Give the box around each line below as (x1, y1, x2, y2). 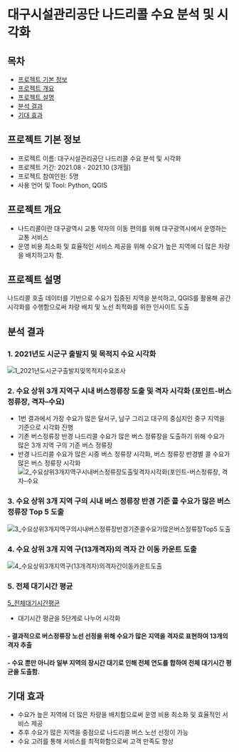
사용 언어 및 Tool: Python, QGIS (17, 181, 108, 189)
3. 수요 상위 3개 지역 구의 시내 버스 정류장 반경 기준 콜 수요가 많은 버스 (7, 497, 231, 507)
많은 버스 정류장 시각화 (17, 459, 81, 467)
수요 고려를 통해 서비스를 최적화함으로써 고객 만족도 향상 (17, 737, 174, 746)
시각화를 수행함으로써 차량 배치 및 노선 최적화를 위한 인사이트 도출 (7, 303, 190, 311)
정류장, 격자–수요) (7, 397, 65, 407)
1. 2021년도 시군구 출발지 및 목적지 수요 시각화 (7, 349, 156, 359)
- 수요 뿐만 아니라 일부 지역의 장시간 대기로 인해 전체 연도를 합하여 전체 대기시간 (7, 658, 225, 667)
